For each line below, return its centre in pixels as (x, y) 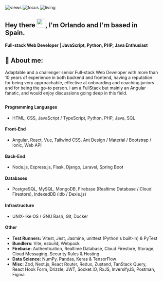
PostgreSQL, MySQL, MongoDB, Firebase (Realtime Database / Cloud (82, 189)
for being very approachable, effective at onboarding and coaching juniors (80, 82)
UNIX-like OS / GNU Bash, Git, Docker (50, 216)
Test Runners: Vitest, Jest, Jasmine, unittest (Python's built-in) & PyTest (85, 238)
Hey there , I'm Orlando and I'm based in (71, 25)
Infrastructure (20, 205)
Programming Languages (31, 107)
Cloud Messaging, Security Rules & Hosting (56, 254)
